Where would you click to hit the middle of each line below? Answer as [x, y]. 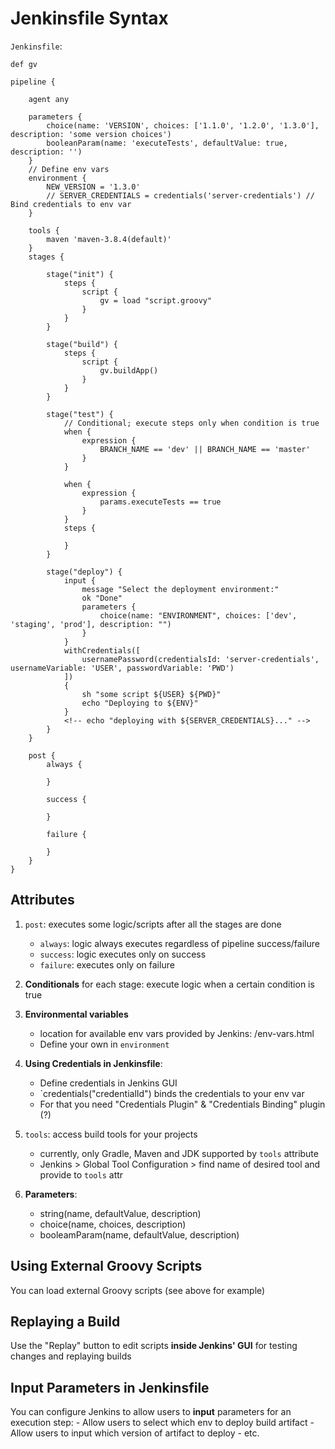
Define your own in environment [104, 1044]
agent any [49, 99]
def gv [24, 64]
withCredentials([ [102, 650]
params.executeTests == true [160, 502]
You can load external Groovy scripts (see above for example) [138, 1290]
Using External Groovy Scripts [106, 1266]
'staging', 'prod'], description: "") [91, 624]
